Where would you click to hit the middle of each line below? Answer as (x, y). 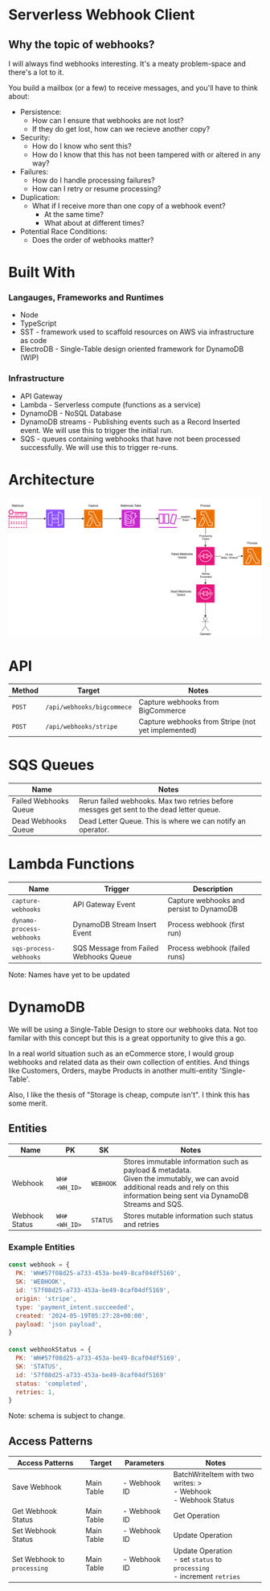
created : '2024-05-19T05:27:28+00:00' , (82, 1315)
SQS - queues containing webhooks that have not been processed (130, 439)
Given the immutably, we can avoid (181, 1179)
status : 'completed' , (52, 1384)
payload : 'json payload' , (59, 1324)
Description (213, 889)
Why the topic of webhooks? (82, 45)
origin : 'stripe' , (47, 1299)
